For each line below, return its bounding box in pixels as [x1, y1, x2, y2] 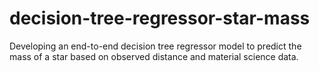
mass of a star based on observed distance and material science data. [9, 50, 299, 62]
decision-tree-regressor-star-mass [9, 7, 311, 30]
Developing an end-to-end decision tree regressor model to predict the [9, 40, 302, 52]
